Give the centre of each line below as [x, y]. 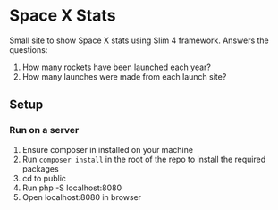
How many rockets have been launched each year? [117, 67]
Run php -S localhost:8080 [72, 188]
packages [41, 168]
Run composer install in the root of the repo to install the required [144, 159]
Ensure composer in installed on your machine [108, 149]
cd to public [44, 178]
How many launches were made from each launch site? [124, 76]
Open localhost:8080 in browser [81, 197]
